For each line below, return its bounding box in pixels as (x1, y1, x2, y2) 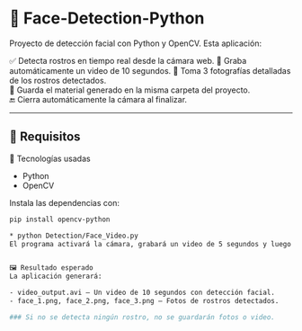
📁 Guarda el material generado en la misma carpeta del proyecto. (9, 85, 251, 95)
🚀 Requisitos (9, 130, 81, 145)
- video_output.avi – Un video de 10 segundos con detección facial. (9, 288, 276, 298)
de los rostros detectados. (9, 75, 107, 85)
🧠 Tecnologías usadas (9, 153, 92, 164)
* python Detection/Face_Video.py (9, 231, 139, 240)
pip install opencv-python (9, 215, 111, 224)
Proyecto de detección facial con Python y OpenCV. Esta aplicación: (9, 38, 262, 49)
